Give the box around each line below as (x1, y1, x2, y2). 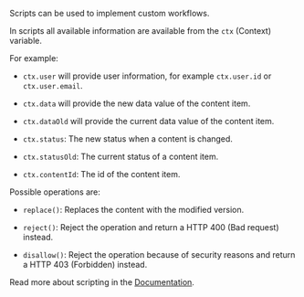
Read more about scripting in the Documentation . (9, 277, 194, 287)
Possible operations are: (9, 186, 100, 197)
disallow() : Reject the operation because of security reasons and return (22, 249, 296, 260)
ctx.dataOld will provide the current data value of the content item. (22, 116, 275, 126)
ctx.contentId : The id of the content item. (22, 169, 181, 179)
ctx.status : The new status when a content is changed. (22, 133, 233, 144)
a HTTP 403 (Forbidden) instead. (22, 260, 148, 270)
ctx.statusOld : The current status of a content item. (22, 151, 219, 162)
